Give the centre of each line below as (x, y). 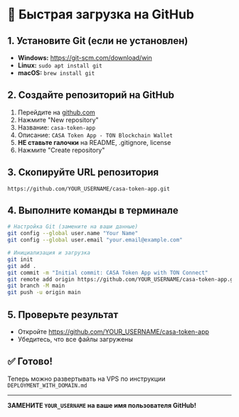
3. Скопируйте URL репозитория (83, 172)
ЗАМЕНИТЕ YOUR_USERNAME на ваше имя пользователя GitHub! (102, 405)
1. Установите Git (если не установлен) (98, 41)
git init (20, 259)
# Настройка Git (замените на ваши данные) (73, 227)
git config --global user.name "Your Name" (73, 234)
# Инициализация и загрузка (49, 253)
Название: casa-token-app (57, 127)
